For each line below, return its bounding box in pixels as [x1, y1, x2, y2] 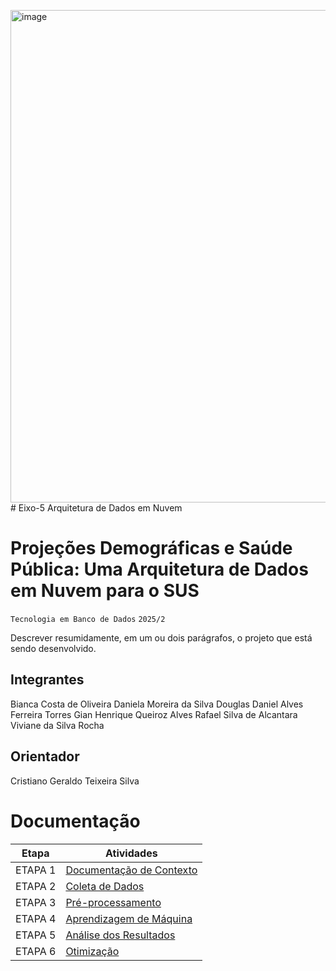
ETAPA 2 [15, 879, 57, 893]
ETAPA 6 [15, 944, 57, 958]
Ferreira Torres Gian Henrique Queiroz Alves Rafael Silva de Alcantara [10, 708, 298, 720]
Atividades [105, 846, 158, 860]
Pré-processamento [65, 895, 162, 909]
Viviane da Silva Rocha [10, 719, 105, 731]
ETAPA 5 [15, 928, 57, 942]
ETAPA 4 [15, 911, 57, 925]
